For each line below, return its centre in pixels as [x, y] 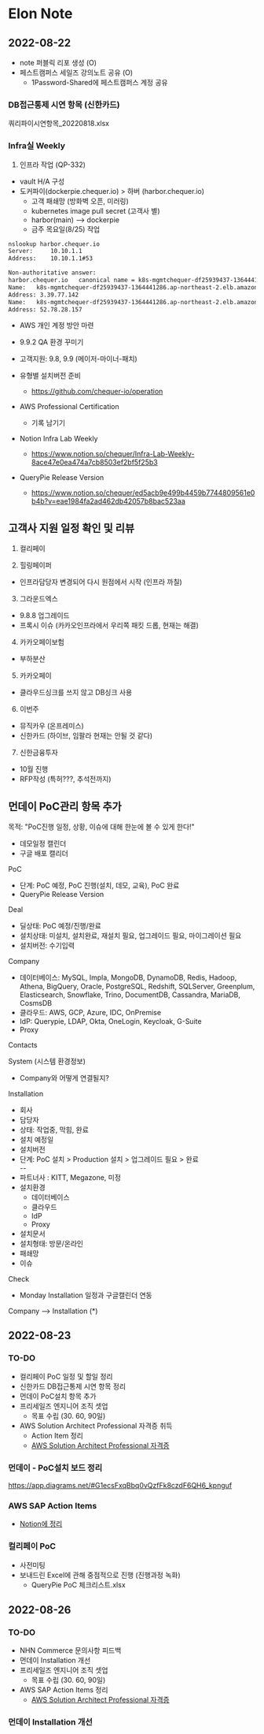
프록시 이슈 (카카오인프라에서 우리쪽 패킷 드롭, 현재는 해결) [109, 625]
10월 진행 [34, 769]
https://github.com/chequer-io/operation [97, 392]
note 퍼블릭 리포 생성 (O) [58, 63]
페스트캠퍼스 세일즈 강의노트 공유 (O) [76, 73]
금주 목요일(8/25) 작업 [66, 229]
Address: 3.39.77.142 [44, 295]
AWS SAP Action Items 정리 [64, 1690]
